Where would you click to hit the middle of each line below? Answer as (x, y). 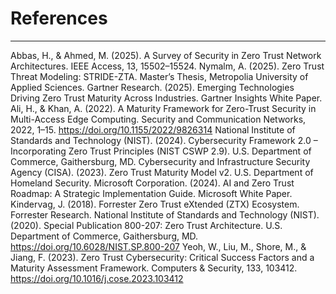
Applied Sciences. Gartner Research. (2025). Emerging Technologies (152, 87)
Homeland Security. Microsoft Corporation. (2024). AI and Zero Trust (152, 183)
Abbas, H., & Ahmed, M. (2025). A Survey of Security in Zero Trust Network (166, 55)
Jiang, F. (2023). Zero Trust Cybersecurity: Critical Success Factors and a (162, 257)
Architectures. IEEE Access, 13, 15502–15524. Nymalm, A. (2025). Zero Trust (167, 66)
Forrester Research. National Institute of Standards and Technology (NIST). (165, 214)
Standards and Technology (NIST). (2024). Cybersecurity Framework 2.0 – (164, 140)
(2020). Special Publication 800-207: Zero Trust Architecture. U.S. (146, 225)
